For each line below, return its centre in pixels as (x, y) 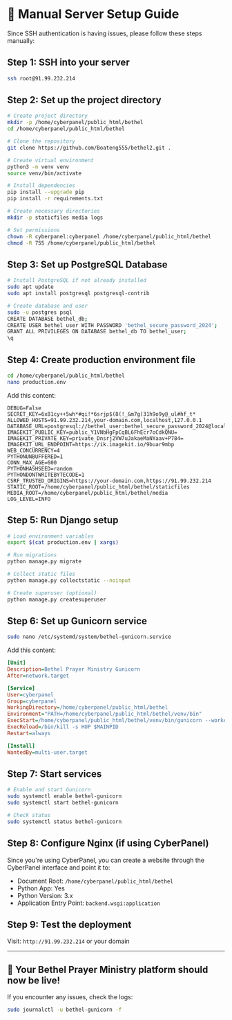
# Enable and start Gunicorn (49, 790)
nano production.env (37, 382)
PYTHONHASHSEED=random (40, 468)
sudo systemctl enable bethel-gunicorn (65, 796)
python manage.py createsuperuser (57, 599)
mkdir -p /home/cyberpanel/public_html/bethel (75, 123)
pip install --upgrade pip (46, 192)
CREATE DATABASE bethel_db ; (48, 319)
